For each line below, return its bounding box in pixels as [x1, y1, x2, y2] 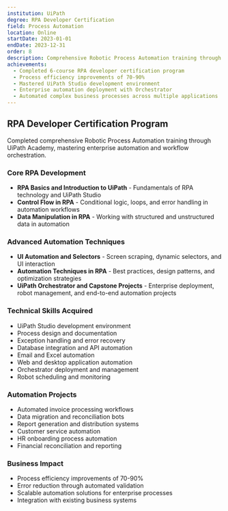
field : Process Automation [7, 23, 84, 29]
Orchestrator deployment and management [16, 365, 139, 373]
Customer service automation [16, 427, 101, 435]
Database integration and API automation [16, 343, 133, 351]
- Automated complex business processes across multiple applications [13, 93, 218, 100]
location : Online [7, 29, 57, 36]
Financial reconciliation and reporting [16, 442, 122, 449]
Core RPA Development [7, 168, 87, 177]
